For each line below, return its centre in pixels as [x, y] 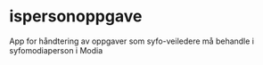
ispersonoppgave [76, 16]
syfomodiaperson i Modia [56, 50]
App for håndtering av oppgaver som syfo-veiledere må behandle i [131, 41]
